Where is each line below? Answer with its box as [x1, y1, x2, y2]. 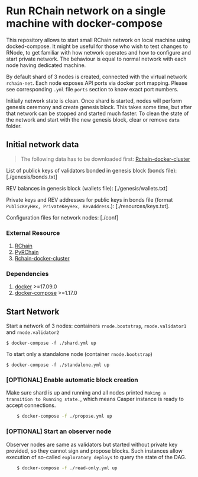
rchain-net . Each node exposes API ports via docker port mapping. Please [6, 79, 188, 87]
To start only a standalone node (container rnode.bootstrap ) [6, 351, 152, 358]
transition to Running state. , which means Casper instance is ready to [6, 396, 184, 403]
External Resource [6, 228, 60, 237]
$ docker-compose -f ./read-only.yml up [17, 465, 118, 471]
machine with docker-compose [6, 17, 163, 30]
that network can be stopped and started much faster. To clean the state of [6, 110, 189, 117]
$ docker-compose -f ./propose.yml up [17, 414, 112, 419]
